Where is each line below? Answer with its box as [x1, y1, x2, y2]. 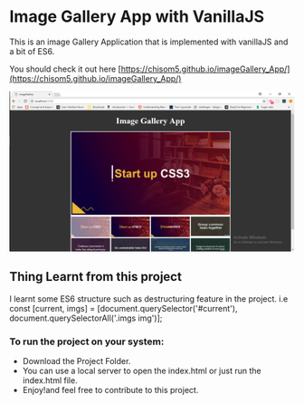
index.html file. [22, 375, 79, 386]
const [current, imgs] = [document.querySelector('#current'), [9, 303, 238, 313]
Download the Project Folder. [22, 356, 131, 367]
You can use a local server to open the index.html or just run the [22, 365, 261, 377]
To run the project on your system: [9, 335, 165, 348]
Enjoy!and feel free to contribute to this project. [22, 385, 199, 396]
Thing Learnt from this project [9, 269, 183, 284]
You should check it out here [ [9, 63, 122, 74]
